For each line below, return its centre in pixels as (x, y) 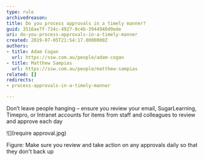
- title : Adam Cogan (33, 52)
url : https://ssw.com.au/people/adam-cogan (68, 57)
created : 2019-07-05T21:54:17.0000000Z (57, 40)
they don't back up (30, 151)
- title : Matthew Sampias (39, 63)
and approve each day (35, 121)
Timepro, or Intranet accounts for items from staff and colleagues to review (101, 115)
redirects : (20, 80)
